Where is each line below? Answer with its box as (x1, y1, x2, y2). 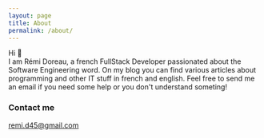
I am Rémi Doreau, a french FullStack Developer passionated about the (8, 57, 242, 66)
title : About (8, 19, 52, 27)
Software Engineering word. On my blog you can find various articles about (8, 65, 257, 75)
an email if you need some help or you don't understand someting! (8, 82, 228, 92)
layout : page (8, 11, 52, 20)
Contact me (8, 102, 55, 113)
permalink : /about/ (8, 26, 74, 34)
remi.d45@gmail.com (8, 120, 79, 130)
